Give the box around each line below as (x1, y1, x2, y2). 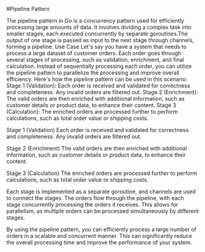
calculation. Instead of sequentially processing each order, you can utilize (6, 62, 192, 70)
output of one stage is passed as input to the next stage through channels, (6, 37, 195, 43)
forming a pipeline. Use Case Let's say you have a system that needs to (6, 43, 187, 50)
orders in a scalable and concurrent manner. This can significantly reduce (6, 232, 193, 239)
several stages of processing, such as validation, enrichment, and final (6, 56, 185, 63)
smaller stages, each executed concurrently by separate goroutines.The (6, 30, 188, 37)
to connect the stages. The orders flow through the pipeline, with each (6, 195, 184, 201)
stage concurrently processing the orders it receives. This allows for (6, 201, 179, 208)
